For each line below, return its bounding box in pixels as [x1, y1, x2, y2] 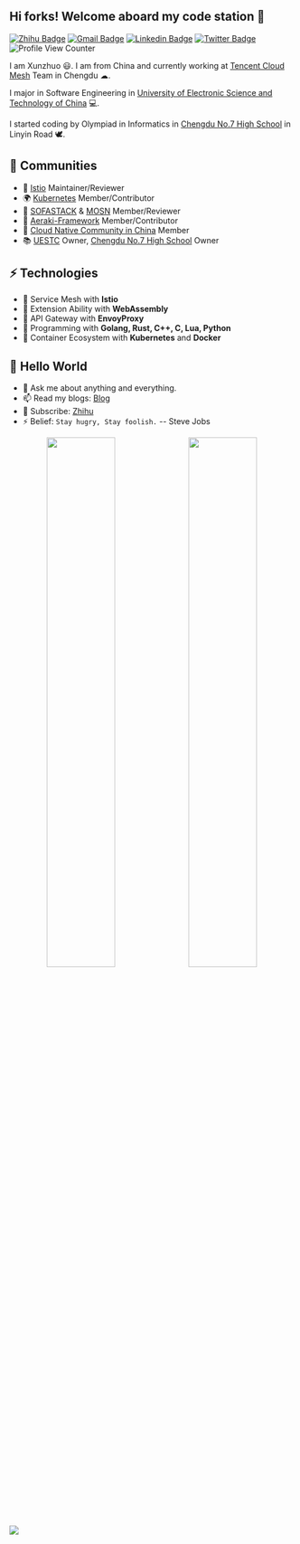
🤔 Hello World [9, 358, 88, 374]
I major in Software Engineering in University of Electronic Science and [9, 87, 273, 98]
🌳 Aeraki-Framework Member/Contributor [22, 214, 179, 226]
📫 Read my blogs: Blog [22, 393, 110, 403]
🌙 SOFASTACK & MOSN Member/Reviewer [22, 205, 181, 216]
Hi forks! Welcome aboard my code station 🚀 [9, 9, 266, 24]
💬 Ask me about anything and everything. [22, 383, 177, 393]
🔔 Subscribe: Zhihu [22, 406, 94, 417]
